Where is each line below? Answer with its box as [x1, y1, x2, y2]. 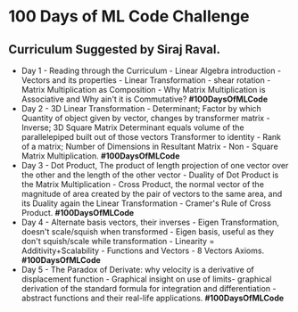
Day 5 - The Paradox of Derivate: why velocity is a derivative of [21, 265, 255, 275]
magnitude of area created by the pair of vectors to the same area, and [21, 189, 283, 199]
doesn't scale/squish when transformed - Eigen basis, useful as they [21, 226, 274, 237]
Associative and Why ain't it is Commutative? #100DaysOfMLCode [21, 94, 269, 104]
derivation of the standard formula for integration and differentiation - [21, 283, 277, 293]
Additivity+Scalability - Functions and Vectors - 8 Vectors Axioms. [21, 245, 265, 256]
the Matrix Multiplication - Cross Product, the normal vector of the [21, 179, 265, 189]
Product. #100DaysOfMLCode [21, 208, 135, 218]
